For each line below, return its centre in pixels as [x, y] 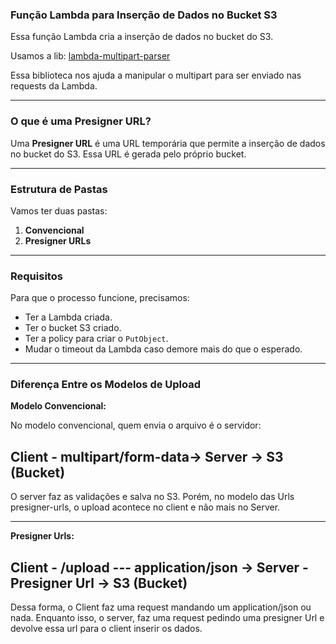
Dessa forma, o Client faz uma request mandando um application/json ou [161, 607]
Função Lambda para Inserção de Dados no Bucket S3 [144, 15]
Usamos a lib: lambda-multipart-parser [90, 56]
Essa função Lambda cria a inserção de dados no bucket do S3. [142, 37]
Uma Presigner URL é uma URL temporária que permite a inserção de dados [168, 143]
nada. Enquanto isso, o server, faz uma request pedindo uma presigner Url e [167, 618]
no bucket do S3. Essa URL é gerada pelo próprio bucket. [128, 154]
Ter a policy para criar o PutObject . [96, 339]
